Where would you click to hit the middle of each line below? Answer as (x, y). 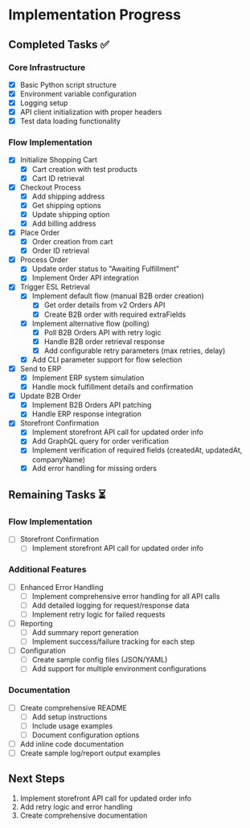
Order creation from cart (72, 242)
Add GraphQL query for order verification (100, 441)
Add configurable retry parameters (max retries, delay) (135, 350)
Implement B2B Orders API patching (92, 405)
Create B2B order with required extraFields (115, 314)
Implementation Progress (95, 15)
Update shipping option (71, 214)
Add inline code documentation (72, 744)
